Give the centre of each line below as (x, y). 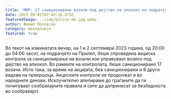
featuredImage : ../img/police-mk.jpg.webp (51, 19)
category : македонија (28, 29)
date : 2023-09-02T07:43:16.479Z (39, 15)
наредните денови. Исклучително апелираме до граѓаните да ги (76, 80)
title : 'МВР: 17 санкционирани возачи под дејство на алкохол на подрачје (86, 10)
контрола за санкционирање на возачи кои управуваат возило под (78, 59)
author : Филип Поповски (31, 24)
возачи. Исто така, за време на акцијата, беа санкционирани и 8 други (83, 70)
